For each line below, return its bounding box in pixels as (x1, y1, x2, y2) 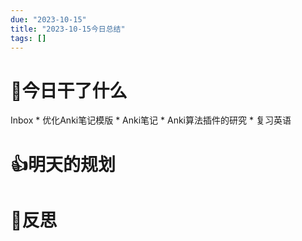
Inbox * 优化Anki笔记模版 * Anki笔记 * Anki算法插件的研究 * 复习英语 (10, 114, 292, 126)
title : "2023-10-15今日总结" (10, 24, 126, 34)
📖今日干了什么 (10, 79, 128, 102)
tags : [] (10, 33, 47, 43)
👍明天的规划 (10, 153, 117, 176)
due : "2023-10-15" (10, 14, 87, 25)
